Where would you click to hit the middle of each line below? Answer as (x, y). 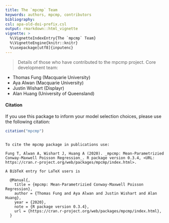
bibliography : (20, 19)
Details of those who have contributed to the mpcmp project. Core (87, 62)
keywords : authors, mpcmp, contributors (49, 15)
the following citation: (28, 122)
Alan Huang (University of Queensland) (53, 93)
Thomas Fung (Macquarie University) (51, 77)
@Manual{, (20, 180)
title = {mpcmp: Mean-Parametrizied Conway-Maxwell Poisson (79, 184)
